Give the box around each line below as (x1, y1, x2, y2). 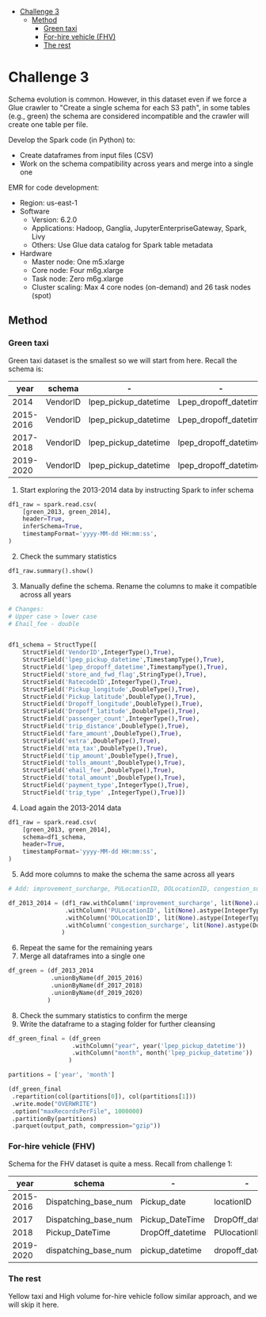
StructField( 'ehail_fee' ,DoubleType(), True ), (22, 766, 176, 774)
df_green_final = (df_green (8, 1035, 101, 1042)
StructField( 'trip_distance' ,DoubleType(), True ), (22, 722, 190, 730)
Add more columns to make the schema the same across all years (19, 870, 235, 879)
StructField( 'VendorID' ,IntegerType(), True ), (22, 648, 176, 657)
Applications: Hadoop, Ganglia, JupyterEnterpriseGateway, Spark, (31, 223, 247, 232)
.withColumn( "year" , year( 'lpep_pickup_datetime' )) (71, 1042, 246, 1050)
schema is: (8, 364, 44, 374)
